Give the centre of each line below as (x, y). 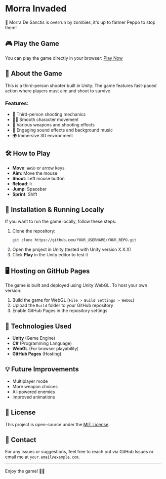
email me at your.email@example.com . (42, 457)
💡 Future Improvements (42, 369)
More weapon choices (35, 386)
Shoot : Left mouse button (39, 178)
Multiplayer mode (30, 381)
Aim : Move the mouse (35, 173)
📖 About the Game (34, 74)
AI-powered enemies (34, 392)
